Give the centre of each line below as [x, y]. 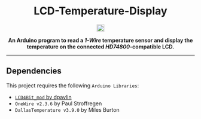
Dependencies [34, 71]
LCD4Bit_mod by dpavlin [43, 97]
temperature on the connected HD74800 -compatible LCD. [100, 47]
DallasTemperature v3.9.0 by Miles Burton [67, 109]
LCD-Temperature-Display [100, 11]
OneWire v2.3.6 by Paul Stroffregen [58, 103]
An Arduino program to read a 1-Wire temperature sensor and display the [100, 40]
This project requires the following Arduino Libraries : [73, 86]
